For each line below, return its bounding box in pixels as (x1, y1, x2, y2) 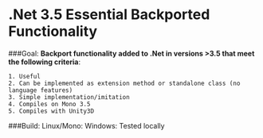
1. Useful (8, 72, 41, 80)
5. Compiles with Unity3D (8, 107, 94, 115)
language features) (8, 86, 73, 94)
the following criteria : (8, 57, 81, 67)
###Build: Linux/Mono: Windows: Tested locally (8, 121, 165, 130)
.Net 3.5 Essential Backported (8, 6, 210, 24)
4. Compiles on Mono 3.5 (8, 100, 91, 108)
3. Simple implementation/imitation (8, 93, 130, 101)
